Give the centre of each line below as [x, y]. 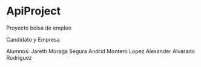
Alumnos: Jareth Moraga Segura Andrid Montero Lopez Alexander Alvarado [101, 51]
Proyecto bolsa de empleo [39, 28]
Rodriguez [19, 57]
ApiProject [34, 11]
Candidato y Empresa [33, 39]
